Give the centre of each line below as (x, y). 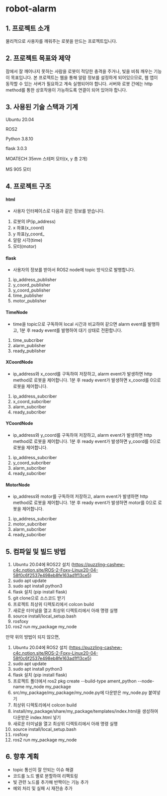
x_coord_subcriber (32, 401)
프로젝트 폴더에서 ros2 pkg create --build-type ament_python (75, 681)
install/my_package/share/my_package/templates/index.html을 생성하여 (85, 711)
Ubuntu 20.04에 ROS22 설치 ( (43, 565)
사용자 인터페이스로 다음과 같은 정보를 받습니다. (59, 211)
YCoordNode (19, 423)
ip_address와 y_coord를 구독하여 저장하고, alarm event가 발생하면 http (82, 435)
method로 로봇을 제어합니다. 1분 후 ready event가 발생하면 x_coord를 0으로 (87, 380)
